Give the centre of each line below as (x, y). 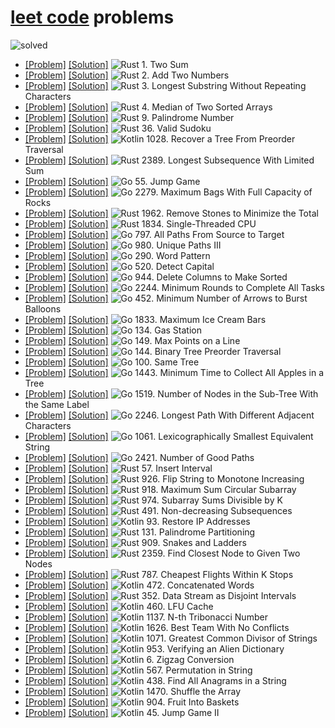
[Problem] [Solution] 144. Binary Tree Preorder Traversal (153, 351)
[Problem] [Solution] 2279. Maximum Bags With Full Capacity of (168, 192)
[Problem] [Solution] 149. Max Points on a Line (132, 340)
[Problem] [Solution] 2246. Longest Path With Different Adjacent (169, 415)
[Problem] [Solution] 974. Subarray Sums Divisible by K (153, 500)
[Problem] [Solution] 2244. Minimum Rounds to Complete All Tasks (174, 287)
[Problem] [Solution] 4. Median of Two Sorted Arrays (148, 107)
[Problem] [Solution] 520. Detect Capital (119, 266)
